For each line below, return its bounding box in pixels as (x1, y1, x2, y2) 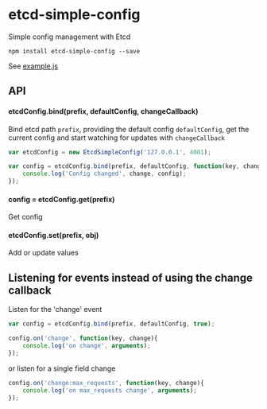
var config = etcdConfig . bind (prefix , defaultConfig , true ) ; (8, 320, 215, 328)
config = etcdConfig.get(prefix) (8, 194, 115, 204)
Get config (8, 212, 43, 222)
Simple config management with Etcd (8, 32, 131, 41)
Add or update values (8, 248, 79, 258)
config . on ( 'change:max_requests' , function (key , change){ (8, 379, 204, 387)
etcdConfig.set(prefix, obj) (8, 230, 99, 240)
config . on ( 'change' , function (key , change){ (8, 334, 158, 343)
